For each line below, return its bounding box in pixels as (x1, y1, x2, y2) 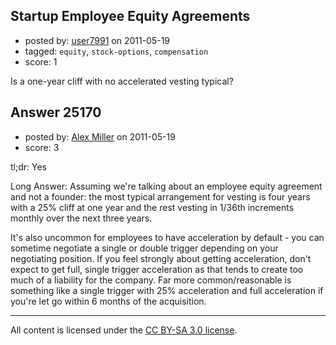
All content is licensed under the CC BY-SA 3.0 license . (10, 324, 238, 336)
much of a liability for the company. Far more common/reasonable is (10, 274, 292, 286)
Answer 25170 (10, 104, 102, 121)
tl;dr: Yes (10, 160, 47, 173)
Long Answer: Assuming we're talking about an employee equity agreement (10, 180, 323, 192)
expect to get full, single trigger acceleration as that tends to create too (10, 263, 304, 275)
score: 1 (24, 55, 58, 68)
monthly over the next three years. (10, 212, 153, 224)
